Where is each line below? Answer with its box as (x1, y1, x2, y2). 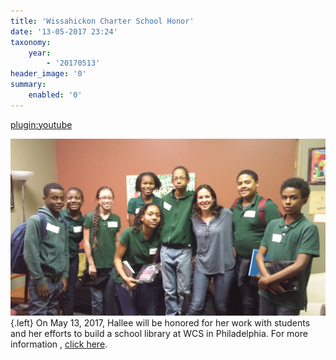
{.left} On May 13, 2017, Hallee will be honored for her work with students (10, 317, 311, 329)
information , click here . (10, 338, 108, 350)
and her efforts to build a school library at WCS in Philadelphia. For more (10, 328, 308, 340)
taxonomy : (10, 37, 52, 47)
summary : (10, 80, 47, 90)
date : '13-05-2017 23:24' (10, 26, 118, 37)
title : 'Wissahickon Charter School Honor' (10, 16, 195, 26)
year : (28, 48, 52, 58)
